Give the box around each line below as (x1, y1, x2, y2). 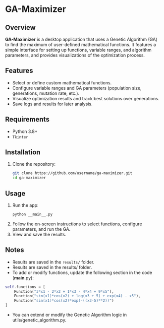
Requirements (5, 115, 50, 124)
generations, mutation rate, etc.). (12, 90, 80, 96)
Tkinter (12, 134, 28, 139)
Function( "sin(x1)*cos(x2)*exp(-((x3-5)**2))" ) (14, 298, 114, 303)
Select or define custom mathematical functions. (12, 79, 112, 85)
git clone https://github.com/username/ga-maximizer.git (12, 171, 133, 176)
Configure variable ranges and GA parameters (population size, (12, 85, 142, 91)
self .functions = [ (5, 284, 46, 289)
